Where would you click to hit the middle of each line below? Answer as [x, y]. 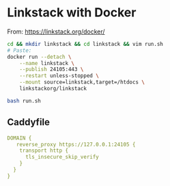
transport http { [44, 151]
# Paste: [19, 50]
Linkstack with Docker [72, 13]
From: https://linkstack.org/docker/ [56, 31]
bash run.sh [24, 101]
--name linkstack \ [47, 63]
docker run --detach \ [39, 57]
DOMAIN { [19, 138]
